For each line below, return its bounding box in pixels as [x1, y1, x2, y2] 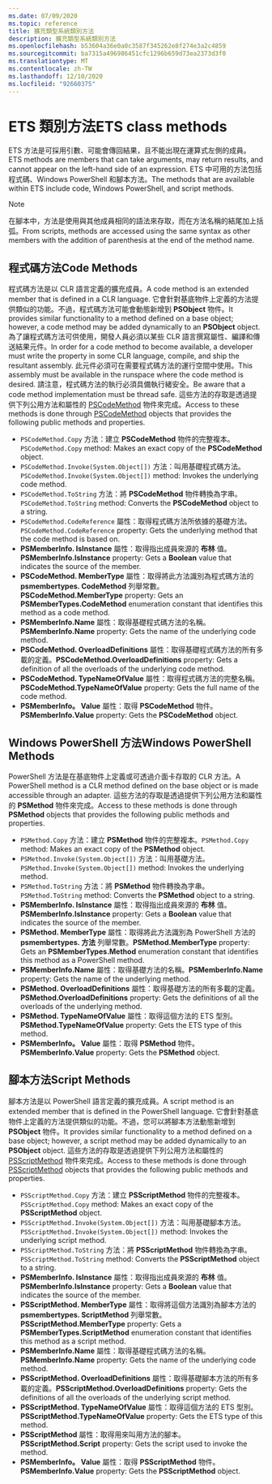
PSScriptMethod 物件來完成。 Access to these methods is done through [8, 1155, 247, 1165]
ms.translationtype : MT [8, 58, 89, 66]
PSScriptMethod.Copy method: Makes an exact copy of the [19, 1199, 214, 1209]
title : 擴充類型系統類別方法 [8, 27, 95, 35]
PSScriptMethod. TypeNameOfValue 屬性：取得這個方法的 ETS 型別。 [19, 1402, 258, 1412]
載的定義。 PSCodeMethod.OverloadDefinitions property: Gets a [19, 655, 239, 665]
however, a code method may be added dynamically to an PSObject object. [8, 322, 261, 332]
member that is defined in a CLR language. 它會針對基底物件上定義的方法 [8, 294, 253, 304]
